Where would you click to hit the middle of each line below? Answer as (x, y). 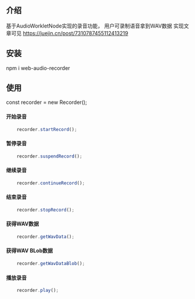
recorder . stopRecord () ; (46, 210)
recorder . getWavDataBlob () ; (51, 264)
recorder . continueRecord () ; (51, 183)
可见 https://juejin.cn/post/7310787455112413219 (70, 33)
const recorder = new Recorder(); (47, 102)
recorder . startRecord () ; (47, 129)
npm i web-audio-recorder (38, 68)
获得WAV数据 (23, 224)
